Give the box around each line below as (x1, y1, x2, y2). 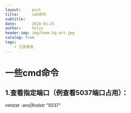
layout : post (5, 7, 41, 12)
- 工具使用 (14, 44, 34, 49)
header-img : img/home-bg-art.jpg (5, 30, 75, 35)
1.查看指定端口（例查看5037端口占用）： (5, 89, 129, 97)
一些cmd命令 (5, 67, 59, 79)
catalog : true (5, 35, 35, 40)
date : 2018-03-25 (5, 21, 55, 26)
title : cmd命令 (5, 12, 46, 17)
